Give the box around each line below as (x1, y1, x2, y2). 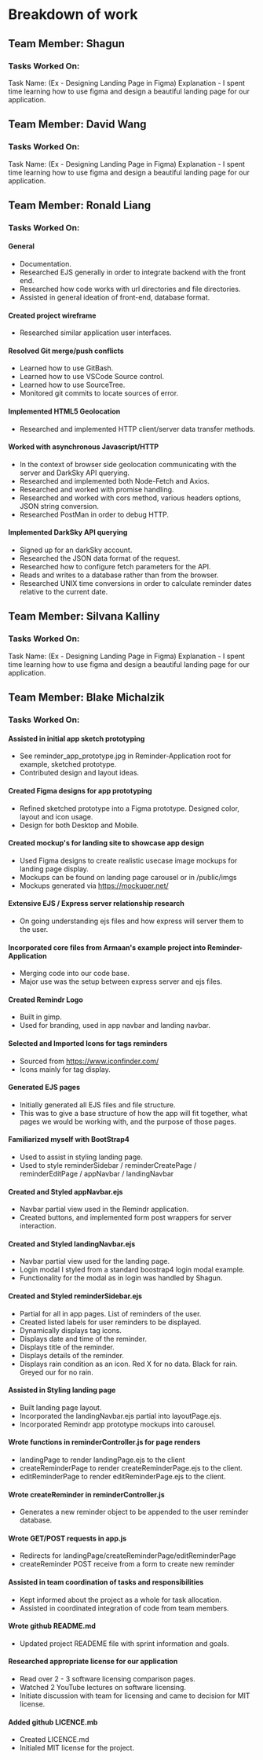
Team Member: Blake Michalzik (8, 690, 165, 705)
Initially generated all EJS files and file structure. (19, 1099, 176, 1110)
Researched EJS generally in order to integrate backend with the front (19, 267, 246, 277)
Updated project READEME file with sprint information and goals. (19, 1638, 229, 1648)
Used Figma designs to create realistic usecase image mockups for (19, 856, 238, 865)
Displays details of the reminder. (19, 1350, 124, 1360)
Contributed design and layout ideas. (19, 768, 140, 778)
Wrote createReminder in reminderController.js (8, 1489, 165, 1499)
